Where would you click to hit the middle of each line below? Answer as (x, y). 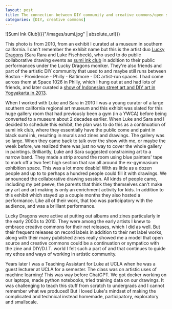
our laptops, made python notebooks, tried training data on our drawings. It (85, 280)
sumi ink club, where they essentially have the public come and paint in (80, 130)
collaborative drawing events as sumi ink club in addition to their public (80, 60)
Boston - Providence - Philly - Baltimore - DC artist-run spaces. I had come (84, 77)
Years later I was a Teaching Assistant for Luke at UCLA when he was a (81, 264)
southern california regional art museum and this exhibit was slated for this (84, 108)
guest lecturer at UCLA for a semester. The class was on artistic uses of (81, 270)
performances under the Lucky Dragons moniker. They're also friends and (84, 66)
